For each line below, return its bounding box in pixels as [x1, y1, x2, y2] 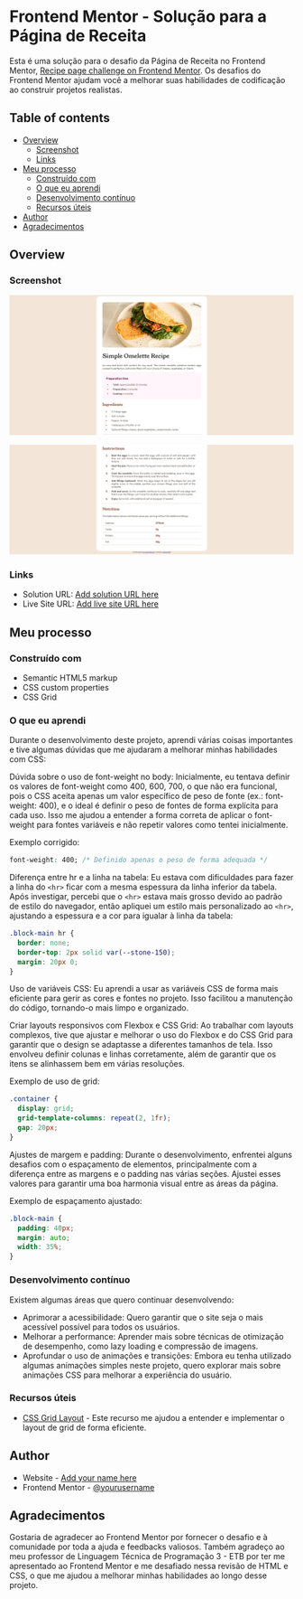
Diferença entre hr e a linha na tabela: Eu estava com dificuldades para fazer [9, 872, 294, 883]
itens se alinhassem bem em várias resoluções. [9, 1058, 185, 1069]
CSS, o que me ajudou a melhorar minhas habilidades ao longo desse [9, 1570, 268, 1581]
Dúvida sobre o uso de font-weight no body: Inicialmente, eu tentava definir [9, 771, 290, 783]
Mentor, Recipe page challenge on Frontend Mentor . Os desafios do [9, 65, 262, 76]
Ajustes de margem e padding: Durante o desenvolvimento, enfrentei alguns [9, 1149, 293, 1160]
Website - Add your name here [22, 1472, 137, 1483]
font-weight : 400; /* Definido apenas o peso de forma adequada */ [9, 856, 269, 865]
